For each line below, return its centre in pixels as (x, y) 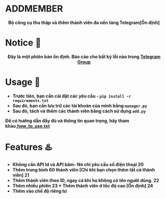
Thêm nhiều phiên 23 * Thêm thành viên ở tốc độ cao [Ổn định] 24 (83, 185)
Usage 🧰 (23, 82)
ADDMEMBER (34, 9)
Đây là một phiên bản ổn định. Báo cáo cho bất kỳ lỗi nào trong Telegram (84, 56)
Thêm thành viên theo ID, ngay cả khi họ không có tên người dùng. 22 (86, 180)
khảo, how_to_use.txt (27, 126)
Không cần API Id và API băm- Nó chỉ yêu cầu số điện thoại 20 (78, 164)
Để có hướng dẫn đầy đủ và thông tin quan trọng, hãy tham (67, 120)
